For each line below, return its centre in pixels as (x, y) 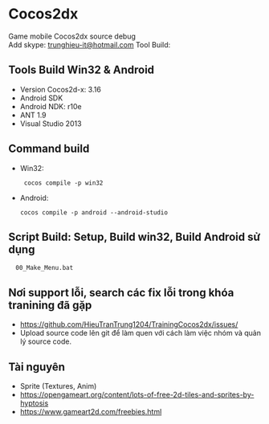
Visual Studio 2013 (51, 123)
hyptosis (34, 403)
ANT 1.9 (33, 115)
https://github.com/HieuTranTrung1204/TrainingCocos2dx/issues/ (129, 324)
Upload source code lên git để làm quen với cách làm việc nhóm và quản (140, 333)
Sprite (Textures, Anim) (58, 386)
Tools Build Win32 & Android (82, 70)
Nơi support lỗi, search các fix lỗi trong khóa (121, 293)
